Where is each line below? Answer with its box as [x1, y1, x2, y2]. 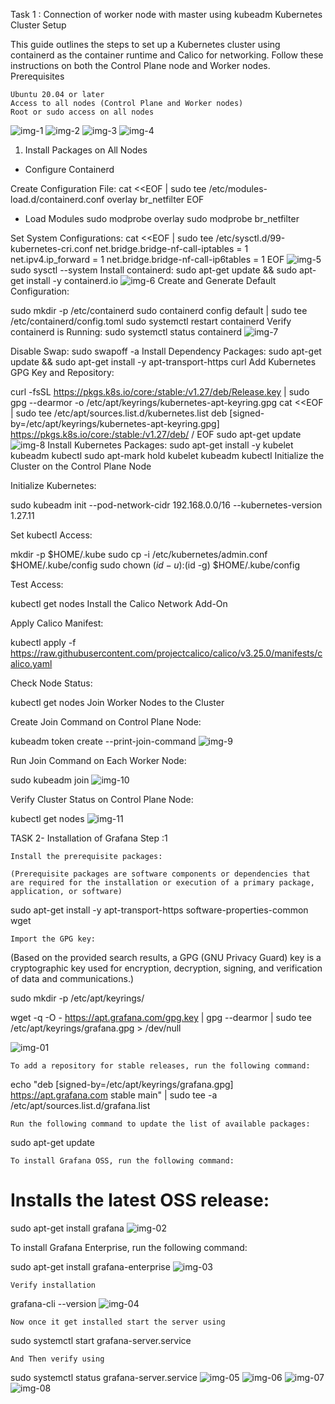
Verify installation [10, 1280, 97, 1290]
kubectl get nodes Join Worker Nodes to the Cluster [10, 697, 225, 708]
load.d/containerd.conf [10, 194, 105, 205]
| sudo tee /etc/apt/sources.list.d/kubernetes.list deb [10, 407, 228, 419]
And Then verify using [10, 1354, 105, 1364]
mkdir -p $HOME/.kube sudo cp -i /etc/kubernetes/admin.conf [10, 549, 268, 560]
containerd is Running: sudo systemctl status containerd [10, 326, 243, 338]
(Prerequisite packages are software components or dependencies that [10, 869, 311, 879]
